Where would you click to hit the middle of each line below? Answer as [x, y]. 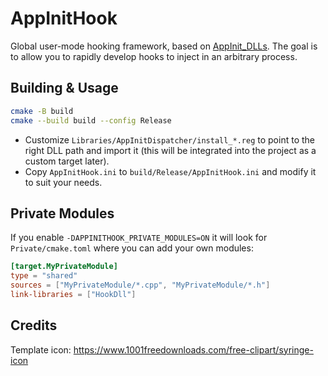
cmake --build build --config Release [91, 120]
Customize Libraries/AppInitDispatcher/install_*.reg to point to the [169, 139]
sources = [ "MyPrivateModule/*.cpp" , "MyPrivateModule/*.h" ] [140, 285]
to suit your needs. [63, 182]
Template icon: [41, 349]
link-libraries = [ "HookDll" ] [73, 294]
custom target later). [67, 161]
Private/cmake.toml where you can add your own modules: [132, 248]
